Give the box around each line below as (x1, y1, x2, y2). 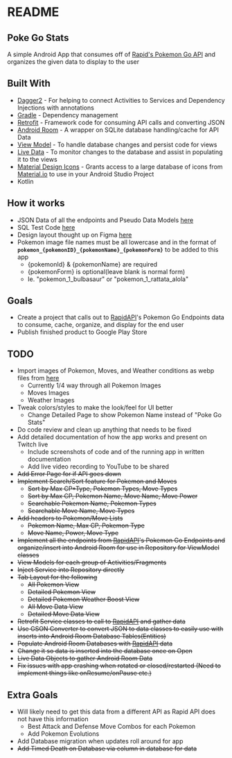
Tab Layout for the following (17, 573, 98, 582)
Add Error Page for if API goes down (17, 470, 121, 478)
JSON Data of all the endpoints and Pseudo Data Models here (17, 216, 194, 224)
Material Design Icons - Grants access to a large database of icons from (17, 162, 223, 171)
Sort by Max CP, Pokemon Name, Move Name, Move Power (27, 492, 198, 500)
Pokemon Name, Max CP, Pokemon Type (27, 521, 145, 530)
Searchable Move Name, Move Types (27, 507, 135, 515)
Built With (7, 78, 51, 90)
